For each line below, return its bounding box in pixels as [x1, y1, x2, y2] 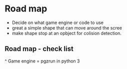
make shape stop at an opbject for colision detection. [11, 30, 122, 36]
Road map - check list [4, 44, 73, 53]
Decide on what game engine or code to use [11, 19, 103, 25]
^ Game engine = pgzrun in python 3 [4, 58, 80, 64]
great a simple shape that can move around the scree [11, 24, 122, 30]
